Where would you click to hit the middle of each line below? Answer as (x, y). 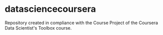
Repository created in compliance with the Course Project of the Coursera (81, 23)
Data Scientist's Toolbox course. (38, 28)
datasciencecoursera (50, 9)
